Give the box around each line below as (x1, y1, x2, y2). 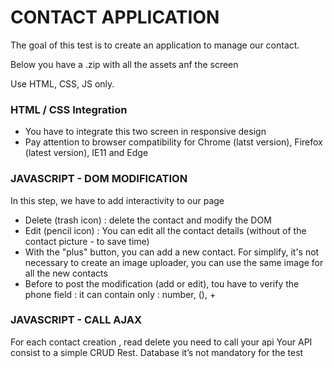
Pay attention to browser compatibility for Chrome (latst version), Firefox (24, 136, 323, 148)
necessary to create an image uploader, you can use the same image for (24, 256, 324, 268)
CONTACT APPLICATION (10, 6, 220, 29)
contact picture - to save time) (24, 235, 150, 247)
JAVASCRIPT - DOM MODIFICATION (10, 172, 188, 186)
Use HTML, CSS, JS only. (10, 77, 115, 90)
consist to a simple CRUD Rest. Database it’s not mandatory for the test (10, 346, 304, 358)
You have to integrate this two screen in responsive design (24, 126, 267, 138)
